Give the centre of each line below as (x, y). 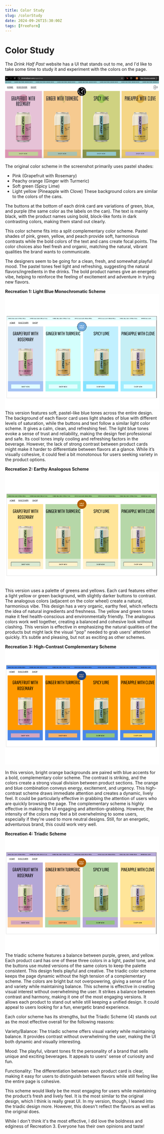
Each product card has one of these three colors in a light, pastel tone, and (80, 960)
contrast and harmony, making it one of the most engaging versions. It (76, 997)
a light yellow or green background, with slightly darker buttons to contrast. (81, 595)
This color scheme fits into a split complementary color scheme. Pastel (76, 231)
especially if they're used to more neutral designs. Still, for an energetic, (77, 819)
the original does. (23, 1112)
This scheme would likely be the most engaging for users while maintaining (81, 1091)
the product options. (26, 460)
